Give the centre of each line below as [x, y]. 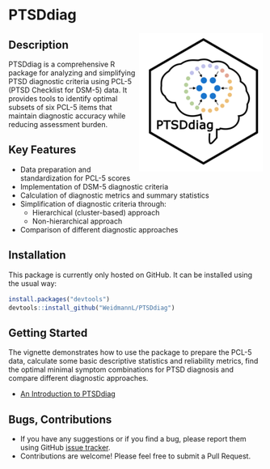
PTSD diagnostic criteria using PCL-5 [70, 81]
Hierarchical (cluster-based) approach [96, 212]
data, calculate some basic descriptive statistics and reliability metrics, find [133, 361]
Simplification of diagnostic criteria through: [93, 203]
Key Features [42, 150]
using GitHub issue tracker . [65, 448]
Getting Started [48, 333]
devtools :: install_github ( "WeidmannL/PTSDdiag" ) [92, 308]
